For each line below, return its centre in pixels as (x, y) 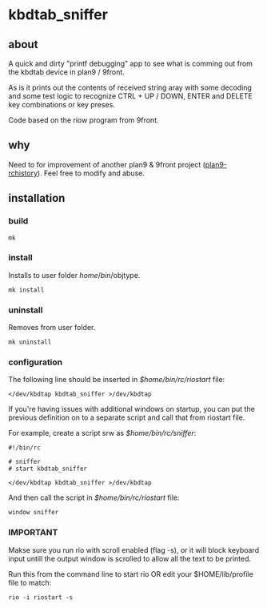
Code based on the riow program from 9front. (84, 120)
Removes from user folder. (52, 328)
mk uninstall (30, 342)
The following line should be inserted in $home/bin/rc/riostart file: (117, 380)
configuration (36, 362)
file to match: (30, 582)
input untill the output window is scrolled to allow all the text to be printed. (130, 558)
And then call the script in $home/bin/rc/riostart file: (94, 497)
